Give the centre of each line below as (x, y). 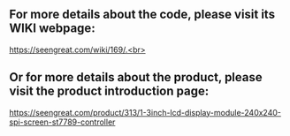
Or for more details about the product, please (136, 77)
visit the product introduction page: (109, 91)
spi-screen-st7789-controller (62, 122)
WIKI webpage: (52, 29)
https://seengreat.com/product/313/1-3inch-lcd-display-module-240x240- (145, 112)
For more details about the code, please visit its (142, 15)
